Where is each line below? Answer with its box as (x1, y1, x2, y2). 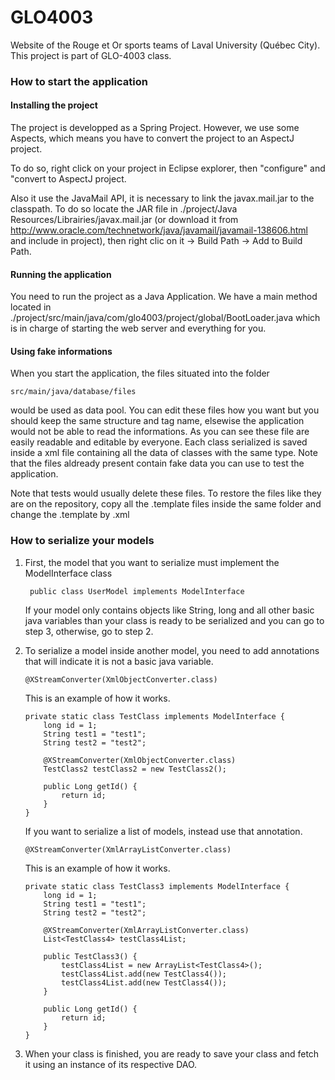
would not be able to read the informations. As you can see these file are (10, 426, 310, 438)
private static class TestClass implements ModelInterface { (24, 711, 286, 721)
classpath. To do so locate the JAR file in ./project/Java (10, 203, 238, 215)
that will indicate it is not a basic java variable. (24, 655, 214, 667)
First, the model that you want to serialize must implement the (24, 556, 280, 568)
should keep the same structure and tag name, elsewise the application (10, 415, 305, 427)
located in (10, 301, 52, 313)
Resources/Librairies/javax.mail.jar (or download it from (10, 214, 239, 226)
